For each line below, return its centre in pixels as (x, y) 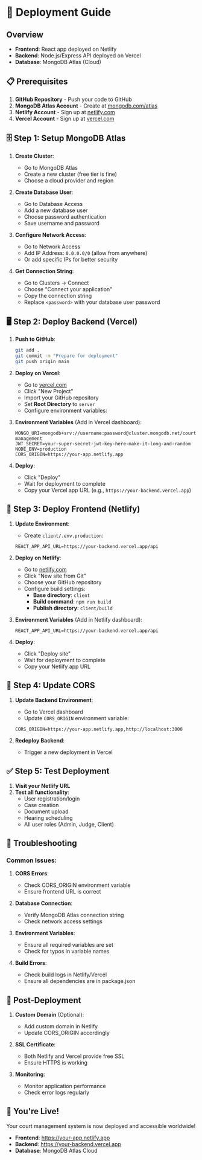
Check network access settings (63, 921)
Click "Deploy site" (47, 653)
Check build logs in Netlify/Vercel (65, 975)
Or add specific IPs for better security (71, 259)
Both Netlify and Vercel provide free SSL (74, 1056)
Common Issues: (32, 860)
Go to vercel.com (46, 385)
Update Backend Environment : (54, 700)
